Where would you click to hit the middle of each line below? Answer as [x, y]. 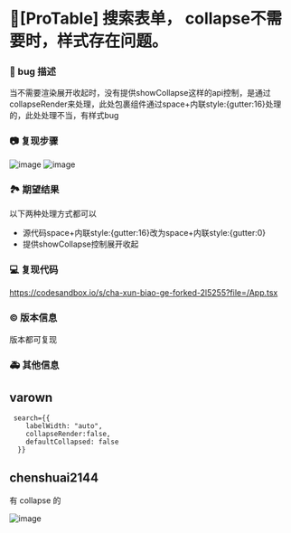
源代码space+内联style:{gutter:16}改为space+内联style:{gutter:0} [144, 233]
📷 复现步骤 [34, 141]
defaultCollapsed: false [72, 442]
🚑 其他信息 [34, 365]
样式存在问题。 [113, 41]
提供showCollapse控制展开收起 [80, 244]
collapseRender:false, [68, 435]
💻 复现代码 [34, 270]
